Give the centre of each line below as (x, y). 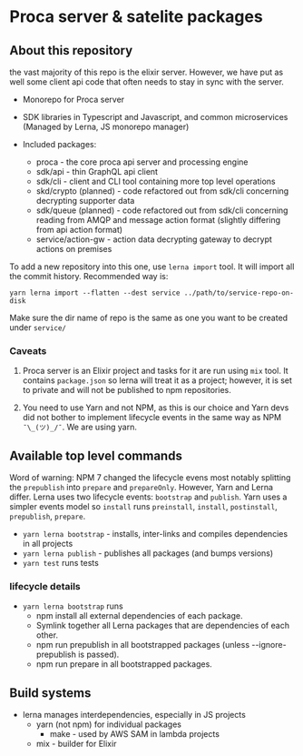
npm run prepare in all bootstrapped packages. (124, 664)
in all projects (48, 544)
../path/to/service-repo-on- (239, 293)
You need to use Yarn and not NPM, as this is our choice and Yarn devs (156, 408)
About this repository (71, 50)
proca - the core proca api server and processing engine (142, 162)
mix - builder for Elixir (76, 744)
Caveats (28, 350)
